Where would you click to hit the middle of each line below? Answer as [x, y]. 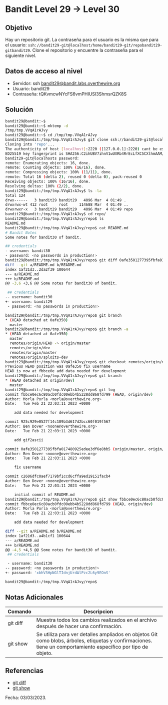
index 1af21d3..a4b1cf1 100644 [38, 536]
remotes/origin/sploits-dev [39, 357]
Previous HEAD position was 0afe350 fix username [58, 366]
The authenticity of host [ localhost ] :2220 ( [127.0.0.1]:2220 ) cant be [81, 149]
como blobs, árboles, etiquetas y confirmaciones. [94, 641]
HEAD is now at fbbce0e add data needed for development [66, 371]
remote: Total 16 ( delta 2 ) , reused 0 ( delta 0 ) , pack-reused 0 [73, 177]
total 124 [15, 195]
